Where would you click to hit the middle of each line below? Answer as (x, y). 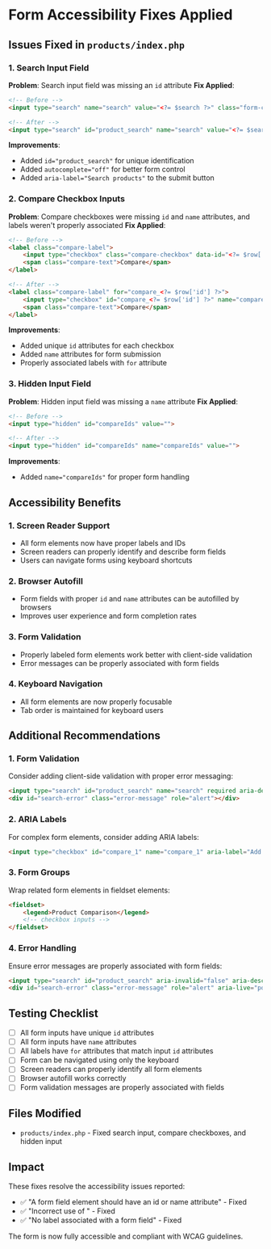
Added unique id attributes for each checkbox (97, 346)
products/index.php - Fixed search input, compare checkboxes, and (133, 1133)
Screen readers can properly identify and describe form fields (123, 551)
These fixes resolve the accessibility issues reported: (97, 1187)
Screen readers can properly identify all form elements (111, 1070)
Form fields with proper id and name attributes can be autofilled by (129, 599)
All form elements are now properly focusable (96, 702)
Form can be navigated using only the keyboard (99, 1060)
